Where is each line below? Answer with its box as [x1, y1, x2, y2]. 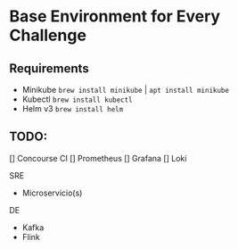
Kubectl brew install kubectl [21, 94, 133, 104]
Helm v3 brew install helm [21, 104, 124, 113]
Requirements [9, 61, 89, 76]
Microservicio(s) [21, 187, 83, 198]
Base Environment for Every [9, 6, 221, 27]
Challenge [9, 25, 87, 46]
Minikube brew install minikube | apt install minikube [21, 85, 230, 95]
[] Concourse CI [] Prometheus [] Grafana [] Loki [9, 153, 187, 163]
